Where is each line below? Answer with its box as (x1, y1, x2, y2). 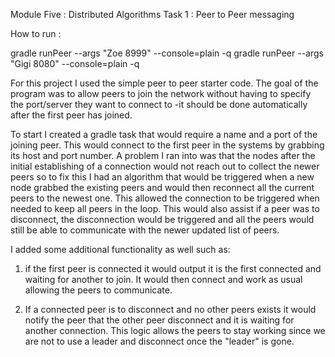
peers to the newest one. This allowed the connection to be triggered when (10, 192, 320, 204)
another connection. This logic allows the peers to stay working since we (24, 325, 326, 336)
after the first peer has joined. (10, 109, 133, 121)
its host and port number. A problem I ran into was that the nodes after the (10, 150, 316, 161)
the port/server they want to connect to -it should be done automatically (10, 99, 308, 110)
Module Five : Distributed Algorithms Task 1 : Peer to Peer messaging (10, 9, 295, 20)
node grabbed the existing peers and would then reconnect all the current (10, 182, 315, 193)
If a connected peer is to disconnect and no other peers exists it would (24, 304, 317, 315)
